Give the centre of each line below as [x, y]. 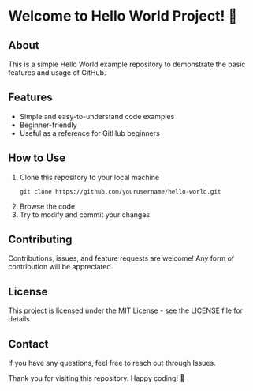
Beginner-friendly [48, 125]
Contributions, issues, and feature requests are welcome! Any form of [121, 258]
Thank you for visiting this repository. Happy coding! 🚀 [97, 378]
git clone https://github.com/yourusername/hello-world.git [120, 192]
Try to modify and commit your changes [85, 214]
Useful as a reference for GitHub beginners [89, 133]
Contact [28, 344]
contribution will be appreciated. [61, 267]
